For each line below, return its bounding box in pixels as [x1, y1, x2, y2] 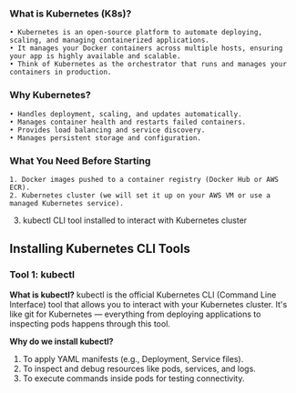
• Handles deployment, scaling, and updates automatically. [9, 109, 243, 118]
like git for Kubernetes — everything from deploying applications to [9, 308, 261, 319]
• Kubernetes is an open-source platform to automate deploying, [9, 28, 262, 37]
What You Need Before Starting [9, 154, 151, 166]
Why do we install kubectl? [9, 336, 114, 347]
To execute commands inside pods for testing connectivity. [22, 372, 245, 384]
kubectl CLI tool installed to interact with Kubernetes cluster [22, 215, 248, 226]
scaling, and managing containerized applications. [9, 35, 209, 45]
